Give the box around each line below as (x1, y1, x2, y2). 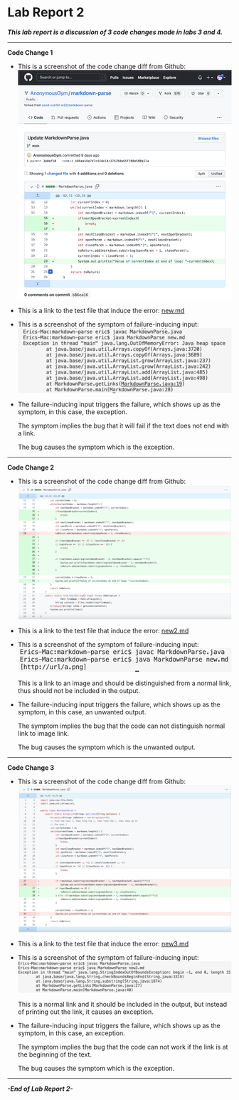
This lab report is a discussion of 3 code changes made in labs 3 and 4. (7, 28, 223, 36)
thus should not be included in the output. (17, 686, 141, 694)
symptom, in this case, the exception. (17, 407, 128, 416)
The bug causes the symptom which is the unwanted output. (17, 743, 196, 751)
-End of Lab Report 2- (7, 1084, 73, 1093)
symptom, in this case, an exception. (17, 1029, 126, 1037)
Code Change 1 (7, 48, 53, 57)
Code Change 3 (7, 763, 55, 772)
